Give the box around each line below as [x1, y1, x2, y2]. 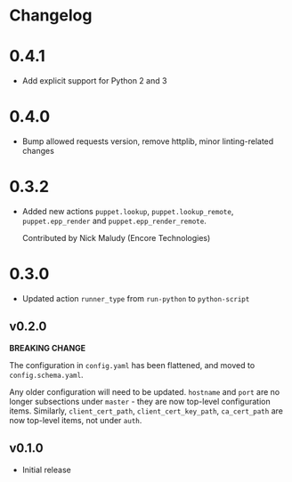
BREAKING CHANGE [9, 342, 86, 353]
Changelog [9, 5, 93, 26]
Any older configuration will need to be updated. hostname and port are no [9, 386, 280, 397]
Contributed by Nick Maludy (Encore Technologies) [21, 233, 211, 243]
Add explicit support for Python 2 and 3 [21, 76, 167, 86]
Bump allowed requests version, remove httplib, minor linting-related [21, 136, 274, 147]
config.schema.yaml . [9, 369, 84, 380]
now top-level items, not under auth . [9, 414, 142, 425]
